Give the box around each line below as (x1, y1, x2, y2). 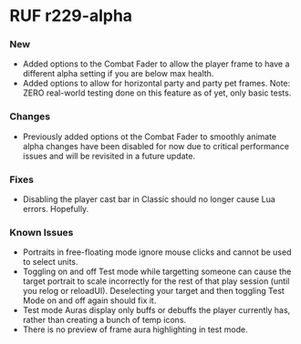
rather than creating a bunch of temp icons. (22, 315, 187, 326)
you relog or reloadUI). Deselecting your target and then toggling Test (22, 286, 285, 297)
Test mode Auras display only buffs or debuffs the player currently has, (22, 305, 291, 316)
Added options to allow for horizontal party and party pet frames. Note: (22, 78, 291, 89)
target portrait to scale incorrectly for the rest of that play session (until (22, 276, 290, 287)
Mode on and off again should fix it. (22, 295, 157, 306)
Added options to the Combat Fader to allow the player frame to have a (22, 58, 290, 69)
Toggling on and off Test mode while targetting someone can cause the (22, 266, 292, 278)
